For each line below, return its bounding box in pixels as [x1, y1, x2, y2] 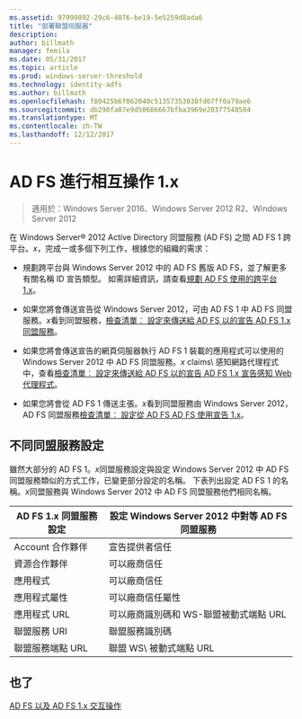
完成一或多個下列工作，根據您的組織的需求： [44, 243, 211, 253]
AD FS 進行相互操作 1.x [9, 172, 180, 192]
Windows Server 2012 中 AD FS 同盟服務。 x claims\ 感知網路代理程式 [22, 356, 279, 367]
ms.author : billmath [9, 88, 87, 97]
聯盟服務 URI [13, 625, 67, 637]
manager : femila [9, 47, 70, 56]
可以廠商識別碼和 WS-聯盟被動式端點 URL [108, 608, 287, 620]
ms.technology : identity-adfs [9, 80, 123, 89]
